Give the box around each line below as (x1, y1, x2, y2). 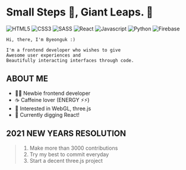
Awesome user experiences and (6, 52, 81, 58)
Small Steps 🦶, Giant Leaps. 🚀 (6, 5, 153, 19)
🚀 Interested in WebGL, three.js (14, 104, 92, 112)
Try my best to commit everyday (29, 150, 109, 157)
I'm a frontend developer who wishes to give (6, 47, 121, 53)
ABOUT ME (6, 74, 49, 84)
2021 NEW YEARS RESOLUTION (6, 128, 127, 139)
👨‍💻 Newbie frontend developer (14, 89, 91, 97)
